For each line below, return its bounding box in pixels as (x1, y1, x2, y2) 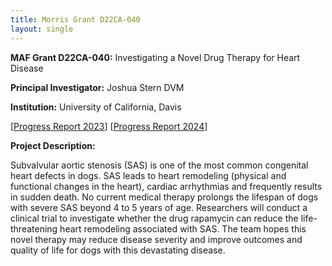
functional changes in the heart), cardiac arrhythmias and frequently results (10, 180, 323, 192)
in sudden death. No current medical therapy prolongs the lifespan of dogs (10, 191, 319, 203)
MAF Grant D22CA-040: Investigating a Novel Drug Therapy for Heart (10, 51, 301, 63)
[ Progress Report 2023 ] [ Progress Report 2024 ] (10, 120, 208, 132)
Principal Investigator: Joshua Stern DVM (10, 81, 185, 93)
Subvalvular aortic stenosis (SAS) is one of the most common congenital (10, 159, 309, 171)
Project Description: (10, 139, 96, 151)
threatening (10, 222, 58, 235)
